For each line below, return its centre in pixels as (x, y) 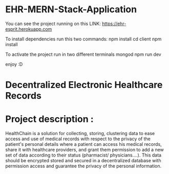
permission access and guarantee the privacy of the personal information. (83, 166)
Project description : (49, 119)
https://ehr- (114, 24)
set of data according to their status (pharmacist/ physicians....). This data (83, 155)
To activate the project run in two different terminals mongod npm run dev (83, 54)
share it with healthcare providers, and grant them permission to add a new (84, 150)
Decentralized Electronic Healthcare (84, 85)
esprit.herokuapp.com (29, 29)
